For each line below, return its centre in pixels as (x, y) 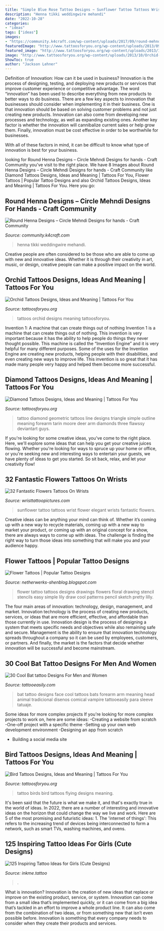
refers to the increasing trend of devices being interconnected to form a (77, 823)
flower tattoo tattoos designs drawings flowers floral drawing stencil (85, 592)
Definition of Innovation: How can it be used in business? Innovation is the (79, 78)
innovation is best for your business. (41, 150)
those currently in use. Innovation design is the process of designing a (76, 622)
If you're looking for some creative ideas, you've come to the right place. (78, 438)
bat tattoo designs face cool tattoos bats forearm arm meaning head (86, 694)
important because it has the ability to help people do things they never (77, 338)
